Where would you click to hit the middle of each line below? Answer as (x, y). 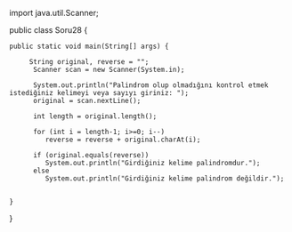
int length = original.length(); (95, 116)
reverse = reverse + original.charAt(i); (123, 140)
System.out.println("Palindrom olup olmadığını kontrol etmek (150, 85)
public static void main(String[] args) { (89, 46)
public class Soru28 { (49, 30)
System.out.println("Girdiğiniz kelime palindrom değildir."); (165, 179)
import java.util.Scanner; (54, 13)
